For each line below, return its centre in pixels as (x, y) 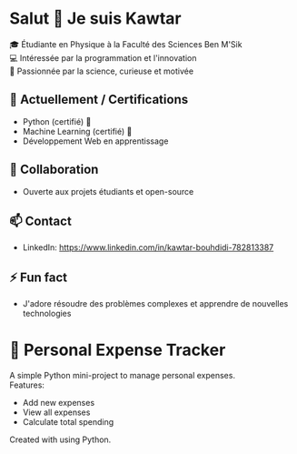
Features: (27, 385)
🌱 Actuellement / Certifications (99, 100)
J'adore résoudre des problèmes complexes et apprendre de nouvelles (155, 304)
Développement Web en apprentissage (95, 141)
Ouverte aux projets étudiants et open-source (108, 191)
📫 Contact (41, 221)
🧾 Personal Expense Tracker (118, 350)
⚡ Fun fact (39, 277)
